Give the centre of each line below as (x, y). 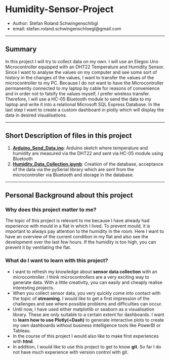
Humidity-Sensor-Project (59, 9)
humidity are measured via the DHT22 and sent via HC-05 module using (88, 153)
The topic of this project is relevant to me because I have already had (77, 221)
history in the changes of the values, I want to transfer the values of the (80, 77)
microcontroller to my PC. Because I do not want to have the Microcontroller (84, 83)
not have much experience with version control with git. (71, 352)
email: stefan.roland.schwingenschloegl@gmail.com (67, 28)
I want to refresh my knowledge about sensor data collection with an (85, 272)
